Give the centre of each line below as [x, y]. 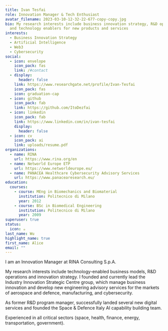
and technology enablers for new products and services [69, 29]
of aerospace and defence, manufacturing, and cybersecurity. [69, 293]
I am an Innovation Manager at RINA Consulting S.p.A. [61, 262]
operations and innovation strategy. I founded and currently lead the [75, 277]
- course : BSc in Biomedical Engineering [58, 206]
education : [16, 183]
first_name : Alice [24, 243]
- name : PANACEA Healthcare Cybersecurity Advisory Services [75, 173]
